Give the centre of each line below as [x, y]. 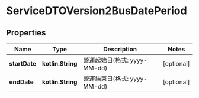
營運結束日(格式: [106, 79]
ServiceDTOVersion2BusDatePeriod [97, 11]
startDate [23, 63]
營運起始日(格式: [106, 60]
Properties [26, 33]
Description [120, 49]
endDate [21, 82]
